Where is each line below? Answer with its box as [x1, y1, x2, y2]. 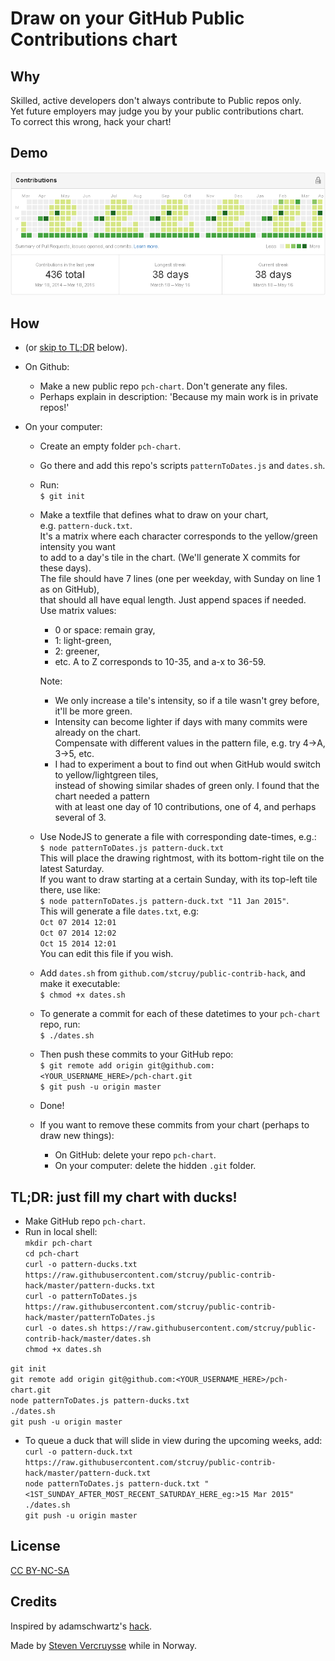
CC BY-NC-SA [10, 1564, 70, 1576]
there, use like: [39, 884, 101, 896]
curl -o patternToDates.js [24, 1292, 138, 1302]
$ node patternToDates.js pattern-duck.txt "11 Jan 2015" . [39, 895, 290, 907]
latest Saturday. [39, 863, 105, 875]
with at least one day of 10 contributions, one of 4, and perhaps [54, 801, 317, 813]
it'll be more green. [54, 705, 133, 717]
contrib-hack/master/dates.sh [24, 1334, 152, 1344]
